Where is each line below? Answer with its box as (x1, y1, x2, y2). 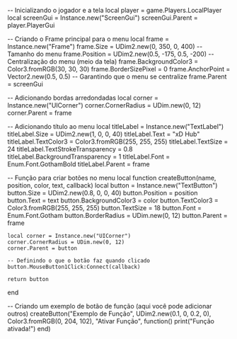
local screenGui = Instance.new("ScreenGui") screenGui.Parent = (7, 13, 198, 22)
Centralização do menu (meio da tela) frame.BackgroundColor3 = (7, 57, 199, 66)
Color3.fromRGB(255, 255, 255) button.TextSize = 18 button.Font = (7, 204, 202, 212)
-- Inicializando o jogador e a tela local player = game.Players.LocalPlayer (7, 6, 222, 14)
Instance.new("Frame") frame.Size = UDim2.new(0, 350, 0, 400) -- (7, 42, 203, 50)
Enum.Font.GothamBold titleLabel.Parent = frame (7, 160, 150, 168)
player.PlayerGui (7, 21, 55, 29)
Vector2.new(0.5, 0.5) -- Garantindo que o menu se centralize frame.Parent (7, 72, 227, 81)
